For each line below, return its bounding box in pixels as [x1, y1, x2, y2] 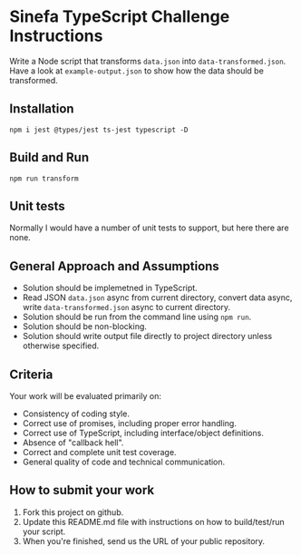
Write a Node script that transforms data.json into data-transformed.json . [9, 55, 286, 66]
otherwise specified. [22, 340, 100, 351]
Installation [9, 102, 74, 117]
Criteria [9, 366, 53, 382]
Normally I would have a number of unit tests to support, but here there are [9, 222, 289, 233]
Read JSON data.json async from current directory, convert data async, [22, 292, 293, 303]
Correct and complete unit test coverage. [22, 447, 177, 457]
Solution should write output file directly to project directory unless [22, 331, 273, 342]
